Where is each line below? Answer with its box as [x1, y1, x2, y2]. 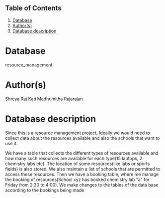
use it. [5, 140, 18, 146]
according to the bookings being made [5, 187, 84, 193]
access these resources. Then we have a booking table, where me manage [5, 171, 159, 177]
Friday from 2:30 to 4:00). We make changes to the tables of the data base [5, 182, 159, 188]
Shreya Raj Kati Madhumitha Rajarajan [5, 96, 83, 102]
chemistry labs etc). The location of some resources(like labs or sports [5, 161, 150, 167]
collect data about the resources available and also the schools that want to [5, 135, 160, 141]
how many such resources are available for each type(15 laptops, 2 [5, 155, 143, 161]
